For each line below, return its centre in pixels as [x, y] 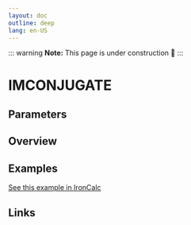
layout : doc [28, 16]
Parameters [38, 114]
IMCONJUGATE [60, 85]
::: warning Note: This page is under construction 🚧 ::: [96, 53]
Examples [33, 168]
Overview [33, 141]
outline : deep [32, 23]
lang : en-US [28, 30]
